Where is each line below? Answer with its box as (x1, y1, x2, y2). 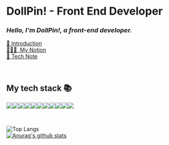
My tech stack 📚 (6, 83, 72, 93)
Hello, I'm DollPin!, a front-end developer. (6, 26, 133, 35)
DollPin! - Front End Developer (6, 4, 163, 18)
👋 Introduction (6, 40, 42, 47)
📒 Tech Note (6, 53, 38, 60)
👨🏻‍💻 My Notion (6, 46, 47, 54)
